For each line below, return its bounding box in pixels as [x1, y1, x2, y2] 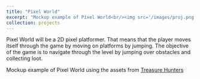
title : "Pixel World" [6, 8, 60, 15]
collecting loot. [6, 55, 43, 62]
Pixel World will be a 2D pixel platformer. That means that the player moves [6, 36, 191, 43]
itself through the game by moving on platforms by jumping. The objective [6, 42, 189, 49]
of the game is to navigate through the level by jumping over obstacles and [6, 49, 190, 56]
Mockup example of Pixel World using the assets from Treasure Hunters [6, 67, 184, 74]
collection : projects [6, 20, 60, 26]
